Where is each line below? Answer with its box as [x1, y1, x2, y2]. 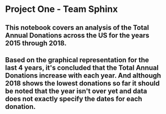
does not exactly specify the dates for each [5, 95, 143, 103]
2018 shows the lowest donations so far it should [5, 79, 160, 88]
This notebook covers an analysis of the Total [5, 23, 149, 32]
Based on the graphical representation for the [5, 56, 149, 64]
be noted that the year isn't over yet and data [5, 87, 148, 95]
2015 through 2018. [5, 39, 67, 47]
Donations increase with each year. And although [5, 71, 162, 80]
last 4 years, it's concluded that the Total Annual [5, 63, 159, 72]
